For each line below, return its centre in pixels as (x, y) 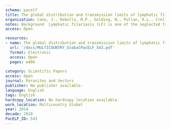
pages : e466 (23, 62)
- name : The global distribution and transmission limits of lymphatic (83, 43)
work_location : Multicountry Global (44, 105)
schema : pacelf (21, 10)
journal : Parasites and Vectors (39, 81)
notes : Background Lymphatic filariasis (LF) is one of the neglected (83, 24)
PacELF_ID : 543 (21, 119)
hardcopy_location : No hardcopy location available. (62, 100)
